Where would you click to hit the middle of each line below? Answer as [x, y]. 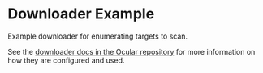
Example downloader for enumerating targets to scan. [98, 36]
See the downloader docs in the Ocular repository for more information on [131, 51]
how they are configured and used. [66, 60]
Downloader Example [81, 14]
